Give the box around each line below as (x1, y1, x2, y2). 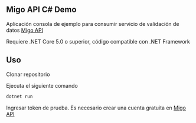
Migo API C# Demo (6, 5, 77, 15)
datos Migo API (6, 26, 43, 34)
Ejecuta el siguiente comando (6, 82, 78, 89)
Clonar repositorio (6, 71, 50, 78)
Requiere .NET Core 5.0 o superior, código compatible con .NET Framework (6, 38, 190, 45)
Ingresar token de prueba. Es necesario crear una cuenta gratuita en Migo (6, 104, 186, 111)
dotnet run (6, 94, 33, 99)
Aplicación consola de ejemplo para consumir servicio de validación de (6, 20, 179, 27)
